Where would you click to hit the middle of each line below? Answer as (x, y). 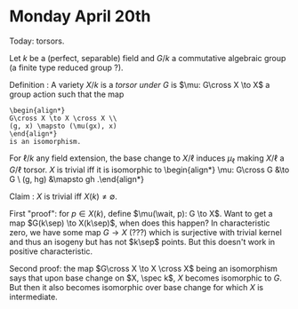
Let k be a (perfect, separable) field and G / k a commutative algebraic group (148, 58)
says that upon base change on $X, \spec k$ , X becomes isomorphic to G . (145, 278)
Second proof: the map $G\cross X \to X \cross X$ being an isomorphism (144, 268)
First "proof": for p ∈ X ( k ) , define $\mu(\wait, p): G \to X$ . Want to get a (141, 213)
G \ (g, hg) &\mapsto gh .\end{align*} (77, 178)
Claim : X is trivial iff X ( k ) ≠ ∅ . (63, 196)
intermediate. (33, 297)
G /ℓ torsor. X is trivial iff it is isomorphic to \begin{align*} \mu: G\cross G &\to (149, 170)
